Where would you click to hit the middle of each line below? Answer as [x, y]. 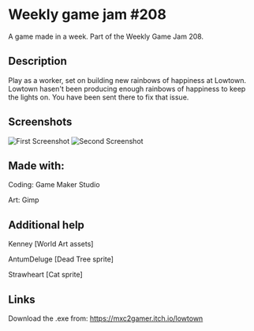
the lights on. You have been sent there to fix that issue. [99, 97]
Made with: [36, 165]
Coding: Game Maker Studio [54, 185]
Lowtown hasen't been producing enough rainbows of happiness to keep [127, 88]
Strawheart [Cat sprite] [45, 275]
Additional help [47, 225]
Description [37, 61]
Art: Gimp [24, 200]
